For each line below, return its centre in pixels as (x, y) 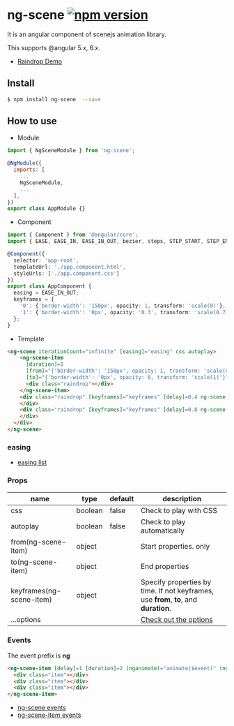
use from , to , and (169, 599)
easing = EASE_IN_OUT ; (46, 293)
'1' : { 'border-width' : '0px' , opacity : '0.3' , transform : (106, 312)
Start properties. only (175, 546)
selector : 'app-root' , (46, 260)
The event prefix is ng (39, 655)
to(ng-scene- (34, 562)
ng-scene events (41, 708)
